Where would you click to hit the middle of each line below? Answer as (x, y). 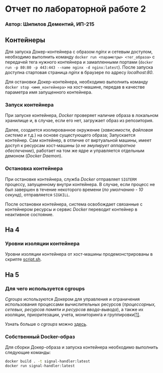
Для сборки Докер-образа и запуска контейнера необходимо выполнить (81, 347)
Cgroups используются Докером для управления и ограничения (72, 299)
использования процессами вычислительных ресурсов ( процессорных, (80, 304)
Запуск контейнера (29, 105)
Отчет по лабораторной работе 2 (75, 9)
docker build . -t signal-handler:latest (48, 361)
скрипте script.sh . (24, 260)
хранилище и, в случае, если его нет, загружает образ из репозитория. (79, 121)
